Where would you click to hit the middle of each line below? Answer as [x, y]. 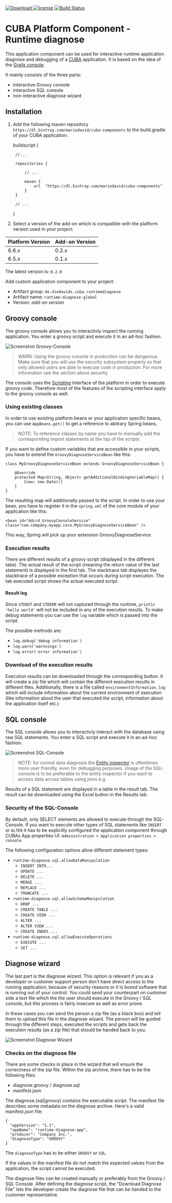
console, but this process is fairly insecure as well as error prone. [74, 1003]
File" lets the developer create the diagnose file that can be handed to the [83, 1189]
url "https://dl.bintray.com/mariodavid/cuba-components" [98, 186]
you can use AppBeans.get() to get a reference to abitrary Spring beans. [81, 423]
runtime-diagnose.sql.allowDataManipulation [61, 860]
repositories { [31, 164]
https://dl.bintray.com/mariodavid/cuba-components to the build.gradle [89, 130]
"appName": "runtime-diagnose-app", [49, 1130]
